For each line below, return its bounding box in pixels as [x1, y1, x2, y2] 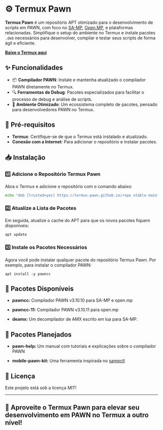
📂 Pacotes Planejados [5, 330, 72, 339]
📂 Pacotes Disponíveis [5, 284, 74, 292]
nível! [5, 419, 23, 427]
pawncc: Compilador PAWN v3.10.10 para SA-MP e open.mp [12, 297, 133, 303]
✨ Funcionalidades [5, 64, 63, 72]
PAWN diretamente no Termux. [12, 84, 74, 89]
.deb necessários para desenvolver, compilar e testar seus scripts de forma [5, 35, 156, 41]
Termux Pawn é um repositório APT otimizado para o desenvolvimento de [5, 19, 153, 25]
